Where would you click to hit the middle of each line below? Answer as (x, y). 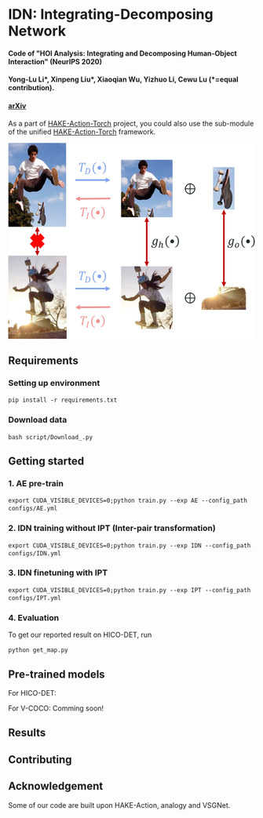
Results (27, 733)
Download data (38, 420)
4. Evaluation (34, 617)
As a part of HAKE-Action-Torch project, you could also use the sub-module (131, 123)
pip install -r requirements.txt (63, 400)
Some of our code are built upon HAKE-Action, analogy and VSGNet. (119, 805)
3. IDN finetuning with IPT (58, 573)
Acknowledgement (56, 786)
